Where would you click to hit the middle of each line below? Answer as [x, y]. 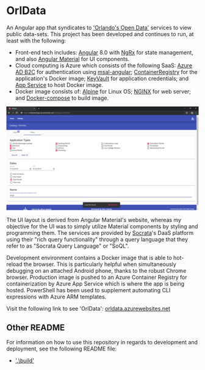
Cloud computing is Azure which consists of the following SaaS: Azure [104, 65]
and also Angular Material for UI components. [72, 59]
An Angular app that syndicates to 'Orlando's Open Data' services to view [99, 28]
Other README [36, 328]
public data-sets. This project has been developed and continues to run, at [100, 34]
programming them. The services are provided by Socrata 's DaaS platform [100, 232]
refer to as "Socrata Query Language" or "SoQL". [68, 246]
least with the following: [36, 40]
